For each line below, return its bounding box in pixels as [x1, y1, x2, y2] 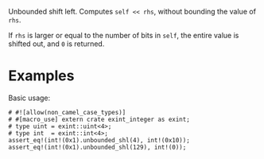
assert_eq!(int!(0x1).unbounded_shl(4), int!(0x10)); [8, 136, 191, 144]
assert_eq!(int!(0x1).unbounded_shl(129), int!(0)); [8, 143, 187, 151]
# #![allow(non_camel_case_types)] [8, 108, 126, 116]
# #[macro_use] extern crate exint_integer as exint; [8, 115, 191, 123]
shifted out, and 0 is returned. [8, 39, 105, 48]
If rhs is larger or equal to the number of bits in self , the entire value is [8, 31, 239, 40]
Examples [8, 67, 75, 85]
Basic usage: [8, 93, 51, 103]
